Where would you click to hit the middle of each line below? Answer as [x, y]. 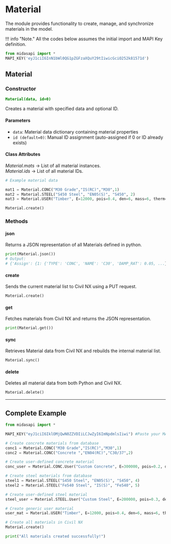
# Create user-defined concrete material [50, 462]
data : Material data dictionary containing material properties [75, 132]
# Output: [16, 259]
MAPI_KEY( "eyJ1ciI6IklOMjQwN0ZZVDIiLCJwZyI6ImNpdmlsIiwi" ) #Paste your [83, 434]
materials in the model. [29, 29]
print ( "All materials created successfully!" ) [55, 536]
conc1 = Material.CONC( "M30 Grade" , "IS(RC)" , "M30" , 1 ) [64, 448]
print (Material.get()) [29, 328]
